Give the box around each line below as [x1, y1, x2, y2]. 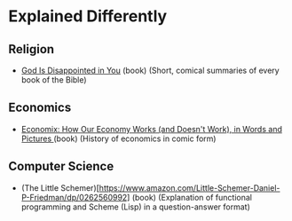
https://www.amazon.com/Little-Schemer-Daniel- [99, 182, 280, 193]
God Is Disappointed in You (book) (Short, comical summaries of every [20, 65, 280, 75]
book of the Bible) [20, 75, 87, 85]
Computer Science [8, 159, 114, 174]
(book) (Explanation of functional [131, 192, 252, 202]
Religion [8, 42, 55, 57]
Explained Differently [8, 6, 168, 27]
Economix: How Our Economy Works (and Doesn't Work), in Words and [20, 123, 283, 134]
